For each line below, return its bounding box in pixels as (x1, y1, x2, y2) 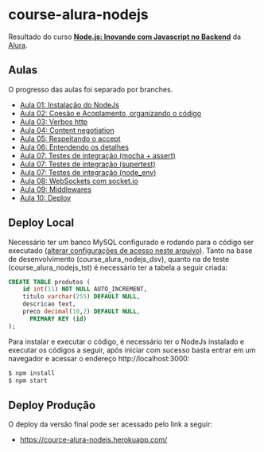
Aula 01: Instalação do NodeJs (19, 99, 119, 109)
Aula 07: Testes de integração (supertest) (19, 159, 156, 169)
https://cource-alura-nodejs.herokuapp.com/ (19, 435, 168, 445)
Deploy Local (8, 216, 74, 230)
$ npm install (8, 368, 56, 377)
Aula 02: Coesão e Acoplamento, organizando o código (19, 108, 202, 118)
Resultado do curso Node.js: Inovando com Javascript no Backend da (8, 32, 241, 41)
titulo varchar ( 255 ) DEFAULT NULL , (22, 293, 141, 301)
